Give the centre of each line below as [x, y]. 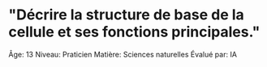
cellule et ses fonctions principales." [134, 32]
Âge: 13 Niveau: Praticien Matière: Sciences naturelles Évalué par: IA [123, 54]
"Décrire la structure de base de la [127, 15]
